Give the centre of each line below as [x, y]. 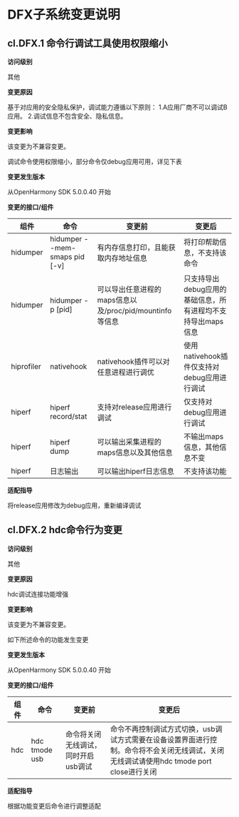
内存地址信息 [126, 258]
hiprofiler [26, 366]
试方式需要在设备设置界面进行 [160, 739]
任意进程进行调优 [126, 372]
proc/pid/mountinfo [139, 311]
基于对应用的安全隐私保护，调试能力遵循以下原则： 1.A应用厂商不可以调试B [117, 107]
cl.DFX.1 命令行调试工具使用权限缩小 [88, 43]
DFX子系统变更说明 [64, 15]
